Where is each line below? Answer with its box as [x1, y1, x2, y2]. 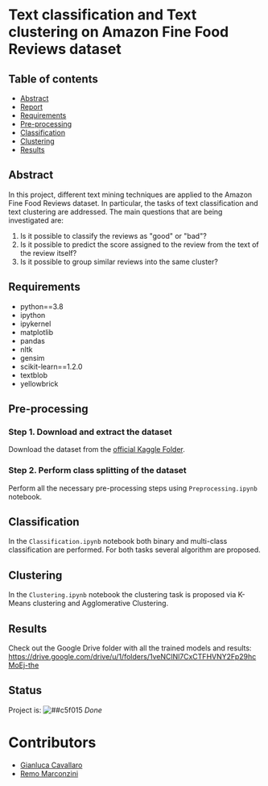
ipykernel [19, 319, 52, 328]
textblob [19, 370, 48, 380]
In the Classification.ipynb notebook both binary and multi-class [8, 537, 228, 546]
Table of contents [8, 72, 98, 86]
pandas [19, 336, 46, 345]
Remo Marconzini [19, 768, 79, 778]
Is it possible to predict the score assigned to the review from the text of [19, 240, 259, 249]
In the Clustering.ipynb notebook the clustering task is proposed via [8, 590, 237, 600]
